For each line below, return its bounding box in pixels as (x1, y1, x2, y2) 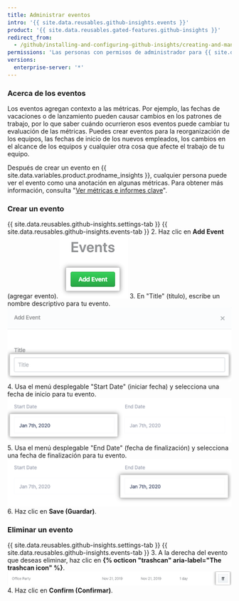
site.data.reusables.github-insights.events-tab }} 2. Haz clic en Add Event (7, 227, 224, 236)
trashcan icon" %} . (7, 563, 65, 572)
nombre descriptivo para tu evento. (7, 299, 111, 308)
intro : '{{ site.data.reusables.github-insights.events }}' (7, 18, 190, 26)
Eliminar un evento (7, 524, 73, 534)
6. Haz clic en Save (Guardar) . (7, 507, 97, 515)
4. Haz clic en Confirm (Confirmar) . (7, 586, 113, 595)
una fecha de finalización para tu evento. (7, 451, 127, 460)
